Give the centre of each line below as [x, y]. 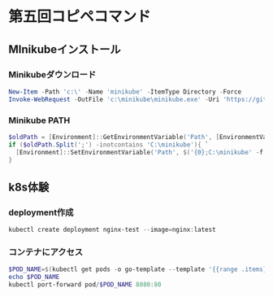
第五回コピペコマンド [80, 17]
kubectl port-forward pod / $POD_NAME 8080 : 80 [85, 285]
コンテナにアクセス [46, 251]
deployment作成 [41, 212]
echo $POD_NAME [34, 277]
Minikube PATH [39, 120]
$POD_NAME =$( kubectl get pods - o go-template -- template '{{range [123, 269]
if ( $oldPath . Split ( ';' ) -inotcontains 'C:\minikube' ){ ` [108, 144]
